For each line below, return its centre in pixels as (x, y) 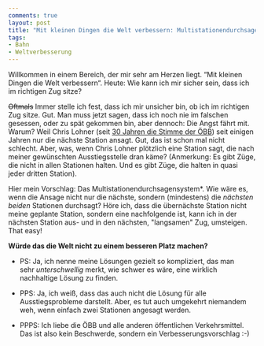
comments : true (33, 15)
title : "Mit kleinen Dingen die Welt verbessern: (91, 30)
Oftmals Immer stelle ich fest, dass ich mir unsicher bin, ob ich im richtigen (129, 106)
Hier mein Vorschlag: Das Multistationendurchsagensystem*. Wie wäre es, (128, 189)
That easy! (26, 231)
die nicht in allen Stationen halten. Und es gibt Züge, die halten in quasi (123, 165)
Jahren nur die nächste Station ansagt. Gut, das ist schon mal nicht (117, 140)
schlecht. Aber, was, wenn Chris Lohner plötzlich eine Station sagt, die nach (131, 148)
